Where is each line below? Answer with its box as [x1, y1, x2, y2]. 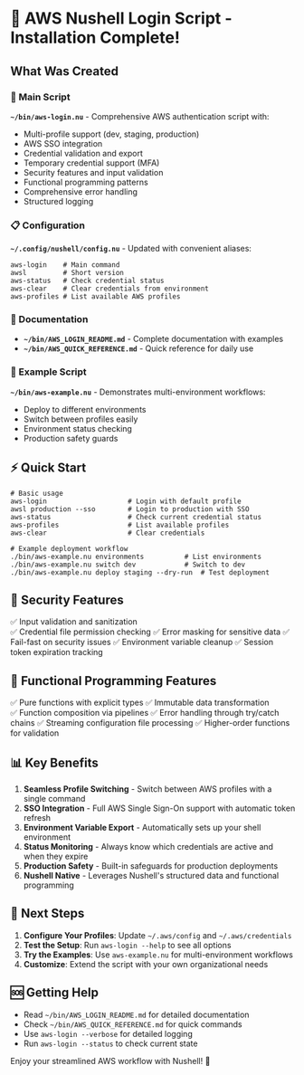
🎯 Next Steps [10, 906, 85, 921]
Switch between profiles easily [23, 414, 138, 424]
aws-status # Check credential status [10, 276, 166, 286]
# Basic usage [10, 489, 64, 498]
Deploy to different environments [23, 404, 147, 414]
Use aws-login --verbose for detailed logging [23, 1028, 193, 1039]
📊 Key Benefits [10, 755, 99, 770]
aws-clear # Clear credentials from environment [10, 284, 209, 293]
